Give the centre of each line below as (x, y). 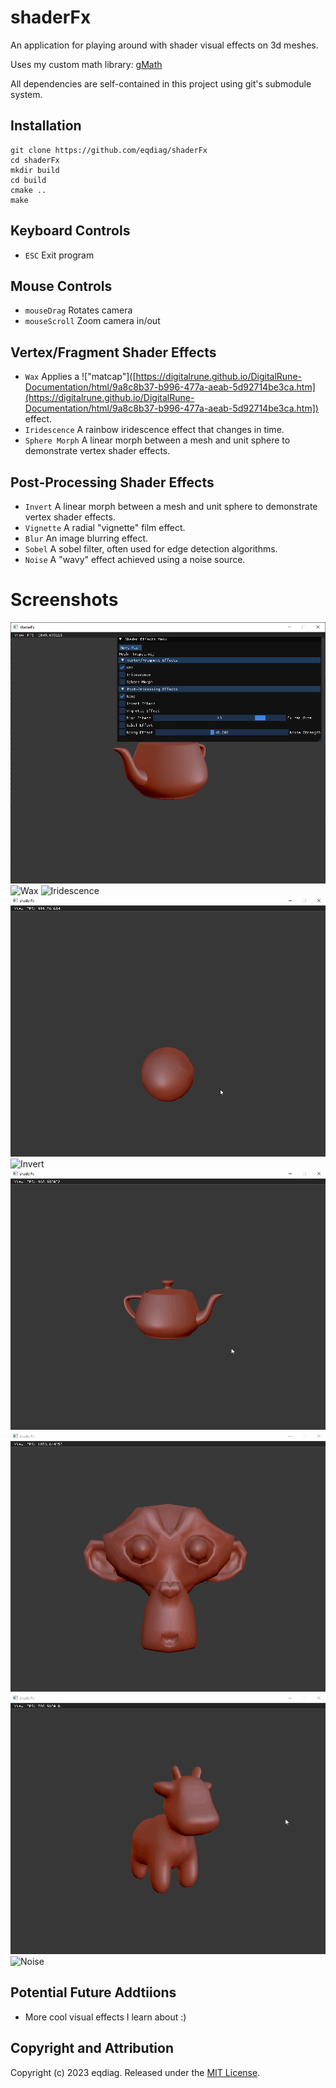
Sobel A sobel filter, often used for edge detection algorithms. (151, 549)
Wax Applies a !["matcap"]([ (80, 377)
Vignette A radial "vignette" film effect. (105, 527)
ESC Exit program (59, 255)
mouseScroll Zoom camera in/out (92, 321)
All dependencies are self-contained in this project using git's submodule (161, 83)
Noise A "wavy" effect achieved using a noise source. (135, 559)
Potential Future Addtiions (93, 1992)
